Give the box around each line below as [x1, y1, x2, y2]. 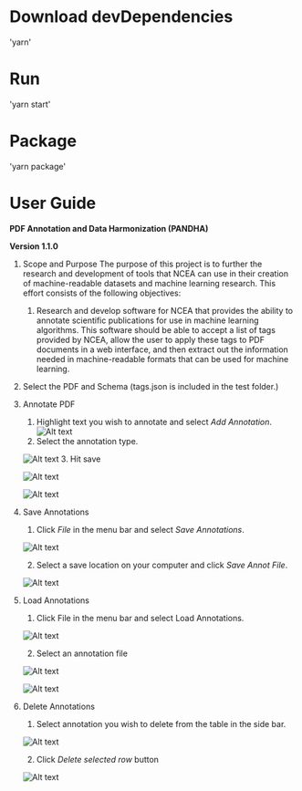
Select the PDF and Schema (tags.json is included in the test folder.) [22, 380, 279, 391]
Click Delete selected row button [36, 754, 160, 765]
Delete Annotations [22, 701, 96, 712]
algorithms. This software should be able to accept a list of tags [36, 324, 276, 335]
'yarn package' [9, 161, 67, 172]
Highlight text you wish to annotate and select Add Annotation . [36, 416, 272, 427]
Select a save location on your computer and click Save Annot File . [36, 559, 288, 570]
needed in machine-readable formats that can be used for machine [36, 353, 289, 364]
